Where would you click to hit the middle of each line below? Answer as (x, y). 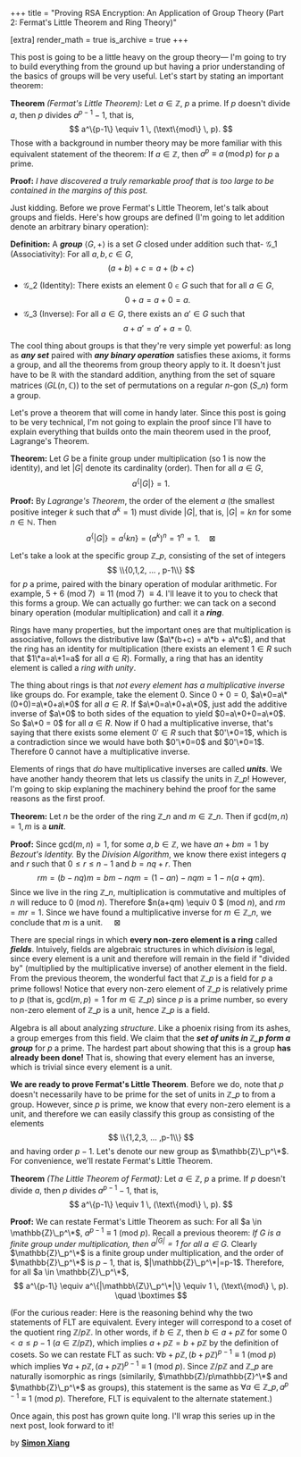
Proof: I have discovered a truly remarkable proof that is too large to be (142, 181)
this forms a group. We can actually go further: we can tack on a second (143, 603)
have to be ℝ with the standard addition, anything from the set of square (143, 375)
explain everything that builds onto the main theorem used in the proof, (141, 431)
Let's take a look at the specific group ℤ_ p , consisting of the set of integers (148, 556)
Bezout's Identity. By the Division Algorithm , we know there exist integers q (148, 854)
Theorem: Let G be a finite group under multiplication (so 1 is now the (138, 458)
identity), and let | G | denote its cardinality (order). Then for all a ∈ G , (137, 468)
